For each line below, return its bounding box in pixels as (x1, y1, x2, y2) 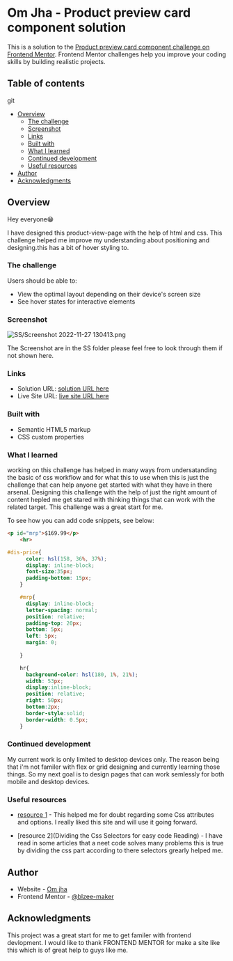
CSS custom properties (17, 432, 85, 441)
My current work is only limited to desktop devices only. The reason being (7, 755, 220, 763)
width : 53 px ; (25, 678, 64, 685)
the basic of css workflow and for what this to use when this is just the (7, 474, 209, 482)
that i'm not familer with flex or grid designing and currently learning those (7, 763, 220, 771)
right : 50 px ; (25, 697, 64, 704)
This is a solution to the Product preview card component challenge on (7, 42, 210, 51)
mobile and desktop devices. (7, 777, 90, 786)
